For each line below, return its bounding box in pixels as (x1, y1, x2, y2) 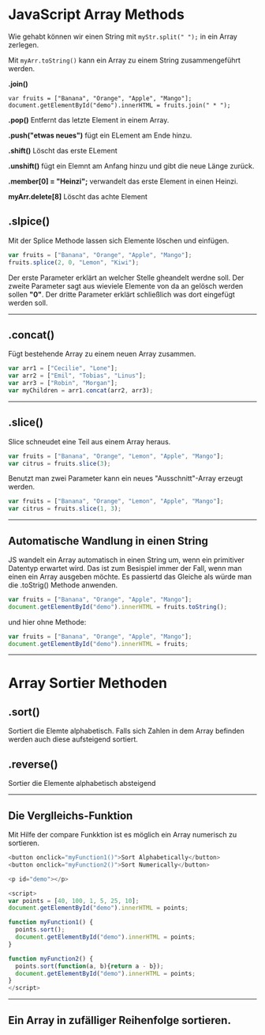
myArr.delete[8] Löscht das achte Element (8, 191, 148, 201)
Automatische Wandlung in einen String (8, 534, 209, 547)
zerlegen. (8, 40, 39, 49)
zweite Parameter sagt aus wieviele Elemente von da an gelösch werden (8, 281, 244, 290)
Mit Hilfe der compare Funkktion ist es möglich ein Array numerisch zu (8, 830, 237, 840)
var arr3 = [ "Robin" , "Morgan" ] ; (8, 380, 118, 387)
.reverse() (8, 757, 58, 771)
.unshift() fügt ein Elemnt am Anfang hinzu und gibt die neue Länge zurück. (8, 161, 255, 171)
